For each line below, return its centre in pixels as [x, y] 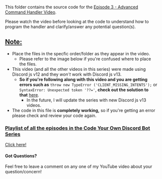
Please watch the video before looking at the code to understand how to [77, 22]
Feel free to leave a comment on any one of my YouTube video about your [79, 166]
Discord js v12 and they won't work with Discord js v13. [67, 74]
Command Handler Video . [31, 12]
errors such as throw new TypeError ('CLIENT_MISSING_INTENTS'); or [88, 84]
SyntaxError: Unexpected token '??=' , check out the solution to [84, 90]
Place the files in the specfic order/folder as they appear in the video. [81, 53]
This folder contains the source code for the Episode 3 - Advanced [72, 7]
